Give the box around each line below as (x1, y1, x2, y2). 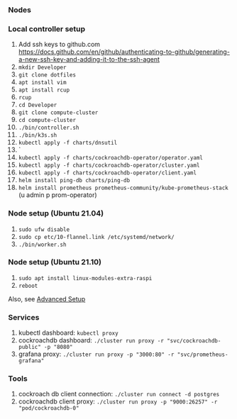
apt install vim (18, 79, 67, 86)
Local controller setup (8, 23, 86, 33)
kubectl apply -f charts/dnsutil (18, 140, 118, 147)
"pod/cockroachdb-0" (18, 405, 79, 412)
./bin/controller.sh (18, 124, 79, 132)
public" (18, 344, 41, 351)
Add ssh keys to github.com (18, 40, 101, 49)
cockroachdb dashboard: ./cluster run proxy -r (18, 336, 164, 345)
